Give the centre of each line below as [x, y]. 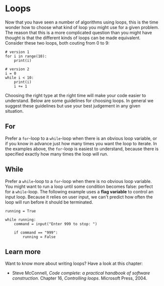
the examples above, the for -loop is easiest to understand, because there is [82, 149]
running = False [39, 237]
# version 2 [17, 69]
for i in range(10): [26, 56]
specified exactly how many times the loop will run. [57, 154]
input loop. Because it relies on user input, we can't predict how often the [79, 197]
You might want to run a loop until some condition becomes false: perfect [79, 186]
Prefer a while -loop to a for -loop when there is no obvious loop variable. [78, 181]
